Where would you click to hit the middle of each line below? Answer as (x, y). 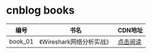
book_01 (21, 41)
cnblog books (41, 10)
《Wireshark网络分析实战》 (76, 42)
